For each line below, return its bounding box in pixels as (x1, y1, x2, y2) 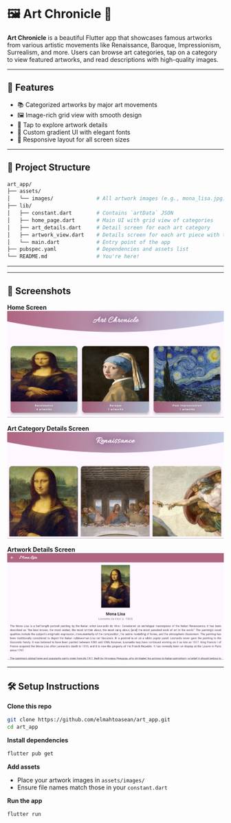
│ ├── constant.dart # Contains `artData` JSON (7, 210, 174, 217)
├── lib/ (7, 203, 32, 210)
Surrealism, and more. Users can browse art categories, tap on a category (7, 48, 218, 56)
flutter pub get (7, 750, 54, 757)
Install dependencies (7, 736, 69, 744)
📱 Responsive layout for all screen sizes (16, 135, 130, 144)
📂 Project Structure (7, 161, 91, 173)
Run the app (7, 796, 43, 804)
